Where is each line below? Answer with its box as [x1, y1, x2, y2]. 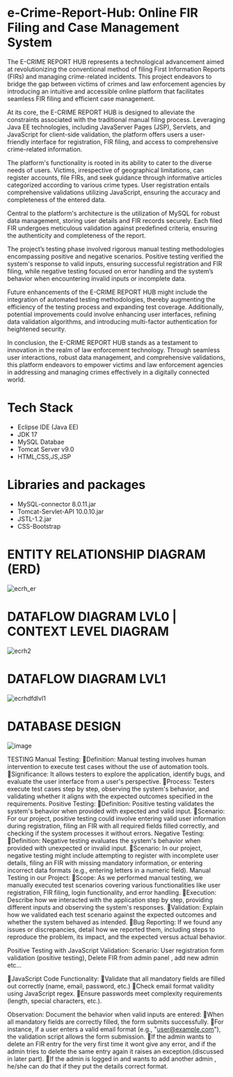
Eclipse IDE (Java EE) [17, 423, 79, 431]
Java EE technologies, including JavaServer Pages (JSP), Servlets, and [7, 123, 211, 131]
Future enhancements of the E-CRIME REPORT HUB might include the [7, 288, 207, 296]
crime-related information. [7, 145, 83, 153]
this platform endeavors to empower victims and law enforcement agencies [7, 360, 224, 369]
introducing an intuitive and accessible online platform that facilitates [7, 87, 204, 95]
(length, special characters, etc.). [7, 996, 102, 1005]
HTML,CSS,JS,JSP [17, 452, 72, 460]
